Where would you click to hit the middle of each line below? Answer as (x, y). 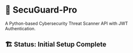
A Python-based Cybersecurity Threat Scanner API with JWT (66, 23)
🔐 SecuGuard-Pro (41, 10)
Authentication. (20, 28)
